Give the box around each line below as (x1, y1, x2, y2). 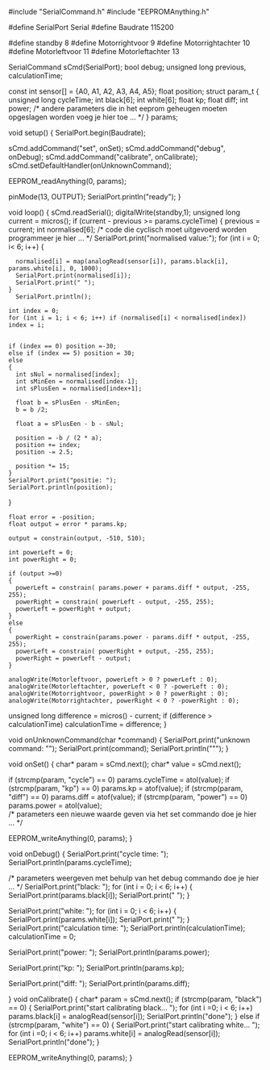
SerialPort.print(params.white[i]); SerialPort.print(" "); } (8, 915, 190, 924)
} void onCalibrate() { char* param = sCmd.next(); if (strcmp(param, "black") (8, 994, 262, 1004)
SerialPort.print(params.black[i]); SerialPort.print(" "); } (8, 891, 190, 900)
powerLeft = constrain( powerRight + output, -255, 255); (15, 647, 215, 655)
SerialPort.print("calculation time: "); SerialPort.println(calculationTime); (8, 923, 246, 933)
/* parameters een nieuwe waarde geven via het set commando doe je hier (8, 809, 257, 818)
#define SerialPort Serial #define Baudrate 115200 (8, 23, 175, 31)
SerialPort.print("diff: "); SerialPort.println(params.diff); (8, 979, 190, 988)
